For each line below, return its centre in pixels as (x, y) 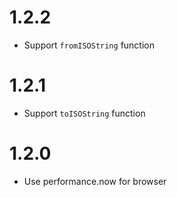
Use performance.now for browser (95, 181)
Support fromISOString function (89, 45)
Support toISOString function (84, 113)
